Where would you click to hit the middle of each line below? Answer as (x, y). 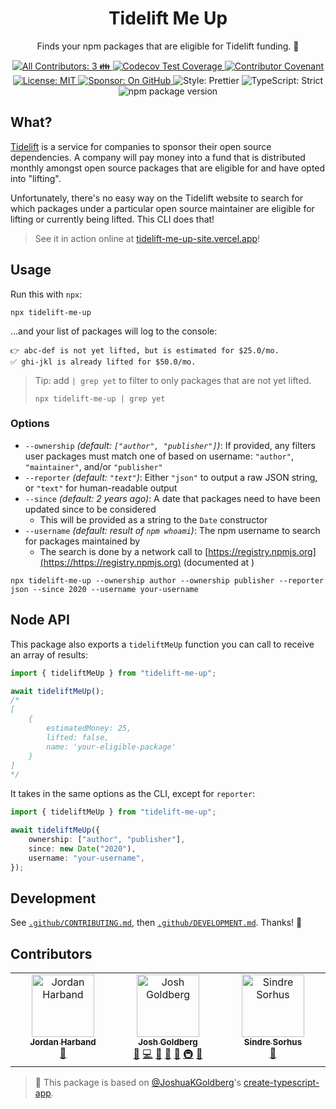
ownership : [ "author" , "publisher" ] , (107, 840)
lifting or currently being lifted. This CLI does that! (112, 219)
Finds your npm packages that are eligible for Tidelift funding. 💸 (168, 46)
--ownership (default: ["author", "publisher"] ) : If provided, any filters (170, 445)
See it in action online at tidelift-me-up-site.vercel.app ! (147, 238)
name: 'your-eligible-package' (111, 747)
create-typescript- (281, 1083)
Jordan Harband (63, 1042)
